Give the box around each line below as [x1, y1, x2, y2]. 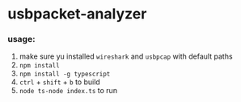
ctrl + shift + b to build [19, 77, 100, 87]
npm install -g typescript [19, 70, 111, 79]
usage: [7, 34, 36, 45]
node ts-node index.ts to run [19, 86, 118, 96]
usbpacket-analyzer [7, 5, 147, 23]
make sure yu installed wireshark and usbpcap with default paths [19, 51, 233, 61]
